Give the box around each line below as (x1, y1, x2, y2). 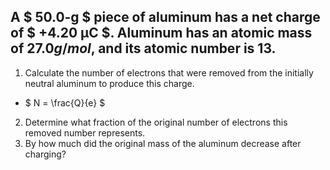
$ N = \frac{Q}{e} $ (24, 96, 106, 109)
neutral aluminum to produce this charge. (24, 77, 195, 89)
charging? (24, 148, 67, 160)
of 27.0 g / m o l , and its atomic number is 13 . (10, 40, 277, 57)
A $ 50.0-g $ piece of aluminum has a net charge (10, 9, 321, 26)
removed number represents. (24, 126, 146, 139)
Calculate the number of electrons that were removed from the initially (24, 66, 314, 79)
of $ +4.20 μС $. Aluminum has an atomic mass (10, 25, 313, 42)
